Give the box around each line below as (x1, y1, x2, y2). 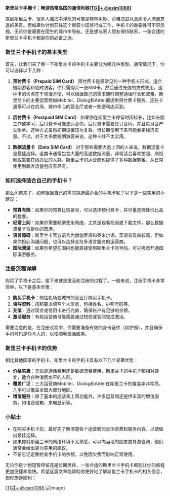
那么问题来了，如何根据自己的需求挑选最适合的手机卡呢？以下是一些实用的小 (5, 190, 165, 196)
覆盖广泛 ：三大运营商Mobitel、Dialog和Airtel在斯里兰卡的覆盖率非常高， (12, 380, 163, 387)
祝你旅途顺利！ (5, 475, 36, 481)
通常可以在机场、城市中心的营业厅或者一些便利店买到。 (12, 103, 128, 110)
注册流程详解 (5, 265, 37, 272)
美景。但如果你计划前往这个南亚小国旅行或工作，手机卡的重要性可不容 (14, 22, 160, 28)
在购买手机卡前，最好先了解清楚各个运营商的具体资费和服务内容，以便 (12, 426, 159, 432)
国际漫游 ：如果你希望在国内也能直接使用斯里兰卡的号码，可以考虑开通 (12, 244, 159, 251)
